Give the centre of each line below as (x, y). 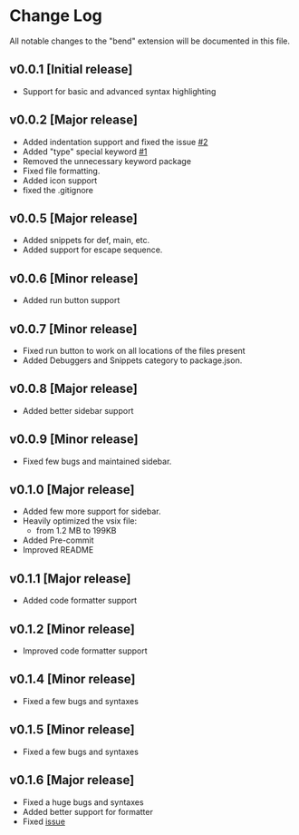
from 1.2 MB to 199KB (76, 531)
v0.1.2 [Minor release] (72, 629)
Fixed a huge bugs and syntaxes (83, 802)
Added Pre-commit (58, 540)
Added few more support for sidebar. (92, 511)
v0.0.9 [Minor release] (74, 440)
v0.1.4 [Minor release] (72, 679)
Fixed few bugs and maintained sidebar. (97, 461)
